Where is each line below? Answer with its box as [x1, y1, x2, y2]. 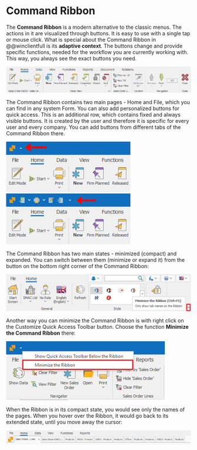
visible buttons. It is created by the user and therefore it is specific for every [6, 117, 189, 124]
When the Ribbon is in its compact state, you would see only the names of [6, 406, 185, 413]
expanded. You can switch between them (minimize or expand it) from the [6, 256, 185, 263]
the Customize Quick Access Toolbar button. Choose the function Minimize [6, 323, 189, 330]
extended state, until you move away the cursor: [6, 418, 123, 425]
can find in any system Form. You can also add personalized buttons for [6, 105, 180, 112]
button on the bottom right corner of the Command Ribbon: [6, 262, 149, 269]
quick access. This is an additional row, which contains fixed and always [6, 111, 181, 118]
